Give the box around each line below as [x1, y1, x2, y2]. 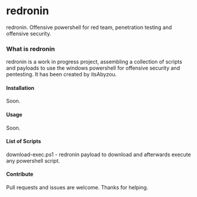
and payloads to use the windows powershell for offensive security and [6, 64, 180, 72]
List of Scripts [6, 138, 41, 145]
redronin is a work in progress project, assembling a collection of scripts [6, 58, 182, 66]
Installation [6, 84, 34, 91]
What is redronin [6, 44, 55, 53]
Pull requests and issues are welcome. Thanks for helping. [6, 184, 148, 191]
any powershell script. [6, 157, 60, 164]
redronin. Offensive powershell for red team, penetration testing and [6, 24, 172, 31]
